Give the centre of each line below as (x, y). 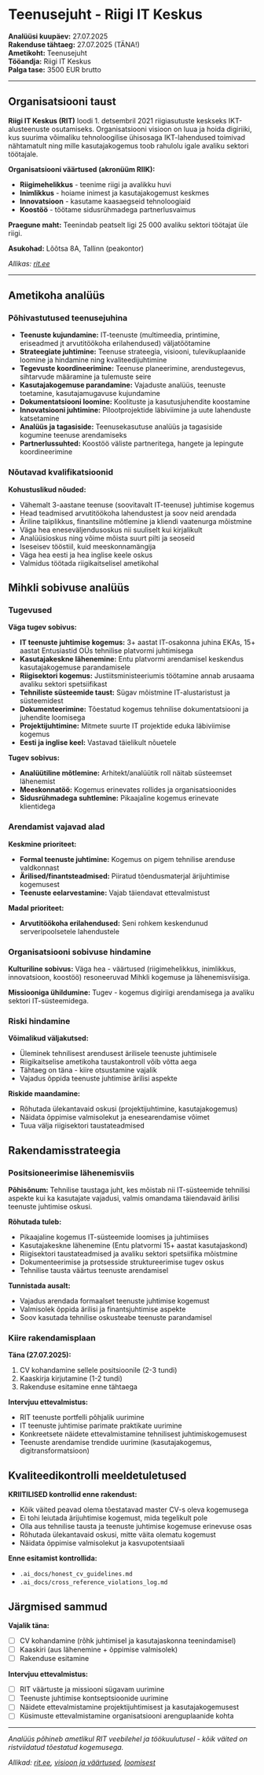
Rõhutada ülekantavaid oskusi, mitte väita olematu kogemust (117, 1535)
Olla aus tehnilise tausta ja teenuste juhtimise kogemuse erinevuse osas (136, 1527)
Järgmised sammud (58, 1606)
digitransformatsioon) (55, 1450)
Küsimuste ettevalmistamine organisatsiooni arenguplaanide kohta (126, 1716)
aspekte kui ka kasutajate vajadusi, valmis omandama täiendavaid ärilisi (124, 1198)
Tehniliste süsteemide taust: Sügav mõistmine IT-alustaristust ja (125, 692)
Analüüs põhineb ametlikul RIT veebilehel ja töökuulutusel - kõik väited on (128, 1739)
